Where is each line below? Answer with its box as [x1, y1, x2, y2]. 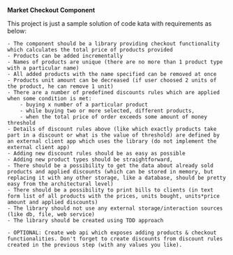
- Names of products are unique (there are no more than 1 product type [7, 59, 223, 65]
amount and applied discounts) [7, 199, 98, 206]
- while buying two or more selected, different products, [20, 107, 195, 114]
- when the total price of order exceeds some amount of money [20, 114, 208, 121]
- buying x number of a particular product [20, 101, 149, 108]
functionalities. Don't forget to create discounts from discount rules [7, 235, 223, 242]
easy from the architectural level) [7, 180, 114, 187]
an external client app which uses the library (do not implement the [7, 138, 217, 145]
